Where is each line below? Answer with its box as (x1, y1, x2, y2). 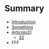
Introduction (11, 19, 36, 25)
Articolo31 (11, 29, 32, 35)
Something (11, 24, 33, 30)
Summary (4, 3, 44, 14)
